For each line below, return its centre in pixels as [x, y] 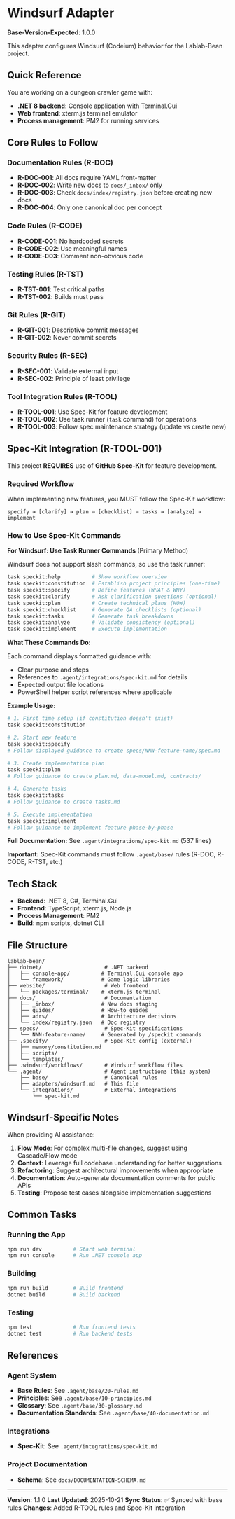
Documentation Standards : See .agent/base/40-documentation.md [113, 1413]
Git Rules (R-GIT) [37, 314]
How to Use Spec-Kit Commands [64, 535]
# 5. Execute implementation [50, 814]
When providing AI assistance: [51, 1134]
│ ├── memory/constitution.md [54, 1047]
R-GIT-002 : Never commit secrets [67, 338]
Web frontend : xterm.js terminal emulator [77, 113]
